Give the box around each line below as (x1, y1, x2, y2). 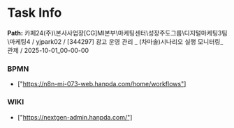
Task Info (7, 5, 62, 21)
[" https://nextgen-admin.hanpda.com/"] (17, 113, 133, 121)
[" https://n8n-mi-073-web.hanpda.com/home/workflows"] (17, 80, 187, 88)
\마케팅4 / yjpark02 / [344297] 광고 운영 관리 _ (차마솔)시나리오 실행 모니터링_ (7, 37, 224, 46)
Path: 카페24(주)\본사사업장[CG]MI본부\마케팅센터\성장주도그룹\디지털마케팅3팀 (7, 29, 228, 37)
